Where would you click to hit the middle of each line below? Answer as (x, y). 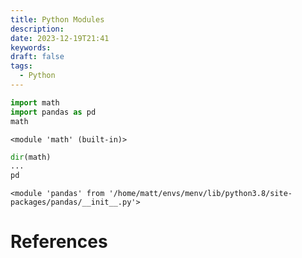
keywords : (31, 47)
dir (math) (31, 157)
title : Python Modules (57, 19)
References (59, 242)
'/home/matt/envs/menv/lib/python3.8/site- (200, 194)
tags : (21, 66)
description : (37, 29)
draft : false (37, 57)
